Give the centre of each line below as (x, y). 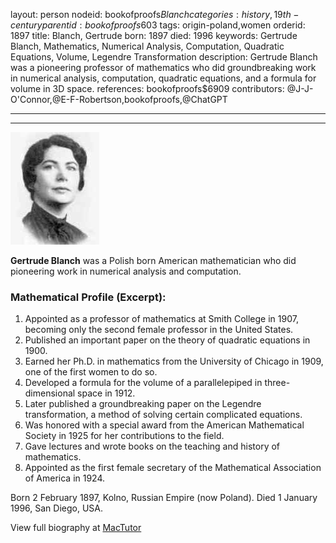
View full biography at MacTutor (76, 528)
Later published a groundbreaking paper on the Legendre (143, 404)
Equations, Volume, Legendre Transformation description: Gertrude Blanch (164, 57)
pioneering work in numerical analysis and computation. (126, 271)
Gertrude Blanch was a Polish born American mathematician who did (153, 260)
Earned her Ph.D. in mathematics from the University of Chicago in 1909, (174, 361)
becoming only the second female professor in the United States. (159, 330)
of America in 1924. (65, 478)
